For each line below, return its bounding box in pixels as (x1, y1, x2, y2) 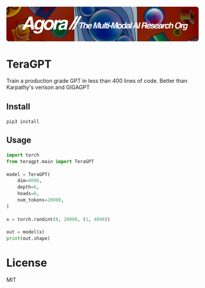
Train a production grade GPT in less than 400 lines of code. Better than (6, 77, 188, 85)
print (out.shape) (6, 236, 51, 242)
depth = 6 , (17, 184, 40, 191)
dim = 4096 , (17, 178, 43, 184)
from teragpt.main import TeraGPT (6, 158, 95, 164)
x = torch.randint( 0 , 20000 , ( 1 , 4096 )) (6, 216, 111, 222)
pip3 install (6, 119, 40, 125)
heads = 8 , (17, 191, 40, 197)
